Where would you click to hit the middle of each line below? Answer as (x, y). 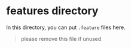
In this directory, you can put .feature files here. (66, 27)
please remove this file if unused (61, 39)
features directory (52, 11)
